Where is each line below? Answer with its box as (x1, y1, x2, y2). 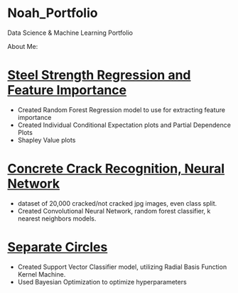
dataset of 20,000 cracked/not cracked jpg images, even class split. (17, 199, 217, 207)
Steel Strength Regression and (7, 67, 191, 83)
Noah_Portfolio (7, 5, 98, 21)
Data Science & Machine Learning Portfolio (7, 28, 134, 37)
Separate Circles (7, 239, 108, 255)
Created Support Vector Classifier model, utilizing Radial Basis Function (17, 262, 227, 271)
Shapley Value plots (17, 136, 76, 144)
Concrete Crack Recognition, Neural (7, 161, 225, 177)
